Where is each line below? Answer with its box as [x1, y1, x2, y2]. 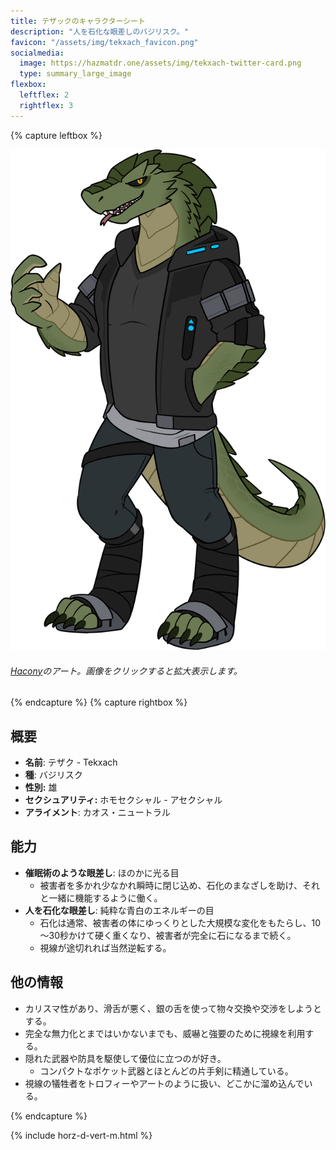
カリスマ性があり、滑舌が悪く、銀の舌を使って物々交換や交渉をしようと [24, 1002, 323, 1014]
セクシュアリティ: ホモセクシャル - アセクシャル [24, 794, 223, 806]
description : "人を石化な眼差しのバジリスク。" [10, 26, 189, 37]
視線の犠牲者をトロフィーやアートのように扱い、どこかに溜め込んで [24, 1077, 305, 1089]
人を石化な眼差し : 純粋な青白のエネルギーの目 [24, 904, 215, 916]
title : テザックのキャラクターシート [10, 16, 146, 26]
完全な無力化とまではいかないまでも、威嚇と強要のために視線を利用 [24, 1027, 306, 1039]
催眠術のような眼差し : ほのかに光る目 [24, 866, 180, 879]
